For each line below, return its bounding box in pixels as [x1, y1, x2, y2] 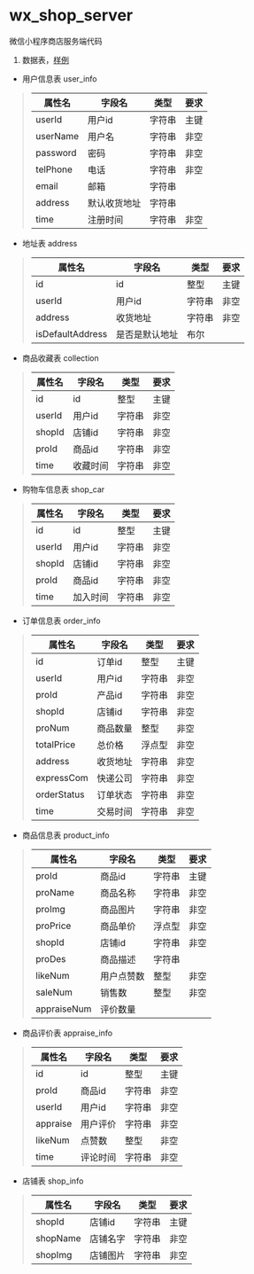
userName [35, 129, 80, 142]
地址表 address [21, 238, 78, 248]
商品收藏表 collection [21, 352, 99, 363]
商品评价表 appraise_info [21, 1028, 113, 1038]
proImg [35, 903, 66, 915]
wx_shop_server [9, 5, 134, 26]
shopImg [35, 1248, 73, 1261]
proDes [35, 952, 66, 965]
